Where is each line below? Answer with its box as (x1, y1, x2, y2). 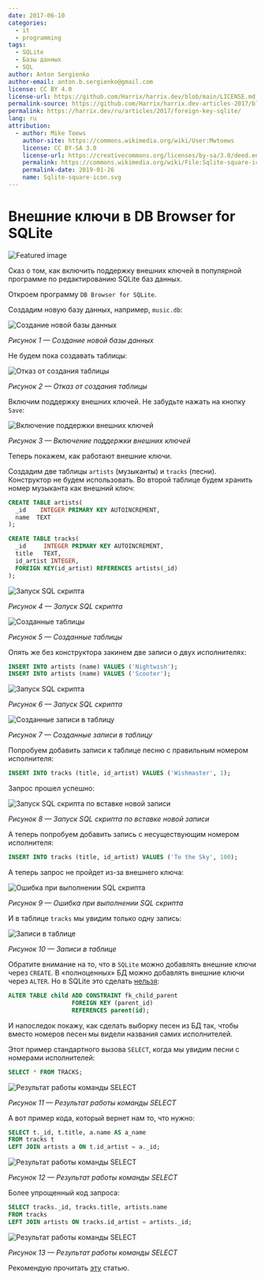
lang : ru (8, 115, 37, 123)
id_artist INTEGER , (15, 557, 80, 565)
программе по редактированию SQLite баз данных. (8, 274, 183, 283)
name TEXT (15, 513, 51, 521)
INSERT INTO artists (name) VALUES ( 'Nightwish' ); (8, 662, 178, 671)
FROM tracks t (8, 1136, 55, 1144)
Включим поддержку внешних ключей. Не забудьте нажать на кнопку (8, 396, 246, 406)
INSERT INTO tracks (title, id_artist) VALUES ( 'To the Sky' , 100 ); (8, 854, 238, 862)
